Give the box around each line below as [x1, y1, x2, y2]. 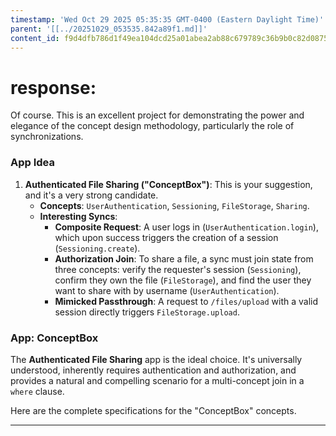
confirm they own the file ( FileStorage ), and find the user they [54, 274, 312, 286]
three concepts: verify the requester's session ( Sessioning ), [54, 263, 302, 275]
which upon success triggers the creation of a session [54, 231, 279, 243]
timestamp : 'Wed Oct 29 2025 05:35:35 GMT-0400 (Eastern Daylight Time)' [10, 14, 325, 25]
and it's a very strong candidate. [24, 189, 159, 201]
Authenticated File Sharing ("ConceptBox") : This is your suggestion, [24, 178, 313, 190]
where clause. [10, 385, 65, 397]
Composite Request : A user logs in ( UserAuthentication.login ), [54, 221, 319, 233]
